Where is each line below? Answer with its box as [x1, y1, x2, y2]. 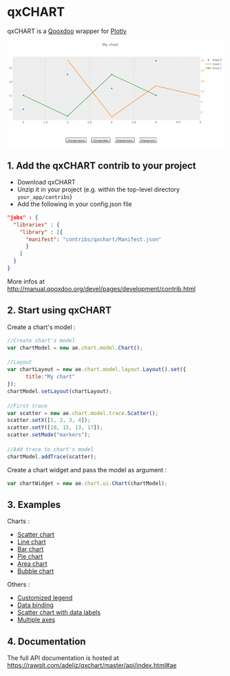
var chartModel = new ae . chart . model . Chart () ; [7, 344, 143, 351]
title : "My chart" [25, 373, 76, 381]
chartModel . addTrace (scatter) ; [7, 453, 97, 460]
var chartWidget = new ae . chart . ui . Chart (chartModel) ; [7, 480, 168, 487]
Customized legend [17, 593, 73, 602]
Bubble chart [17, 567, 54, 575]
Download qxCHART [17, 178, 76, 186]
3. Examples [7, 498, 61, 510]
